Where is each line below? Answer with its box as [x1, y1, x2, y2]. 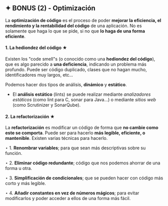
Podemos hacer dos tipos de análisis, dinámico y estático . [5, 82, 127, 88]
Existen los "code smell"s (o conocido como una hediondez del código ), [5, 56, 155, 62]
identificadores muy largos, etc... [5, 72, 74, 78]
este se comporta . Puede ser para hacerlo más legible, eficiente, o [5, 130, 145, 136]
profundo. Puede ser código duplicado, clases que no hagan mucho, [5, 67, 147, 73]
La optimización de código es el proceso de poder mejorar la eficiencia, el [5, 17, 161, 23]
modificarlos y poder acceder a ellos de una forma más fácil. [5, 195, 131, 201]
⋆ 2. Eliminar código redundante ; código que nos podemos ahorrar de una [5, 160, 160, 166]
